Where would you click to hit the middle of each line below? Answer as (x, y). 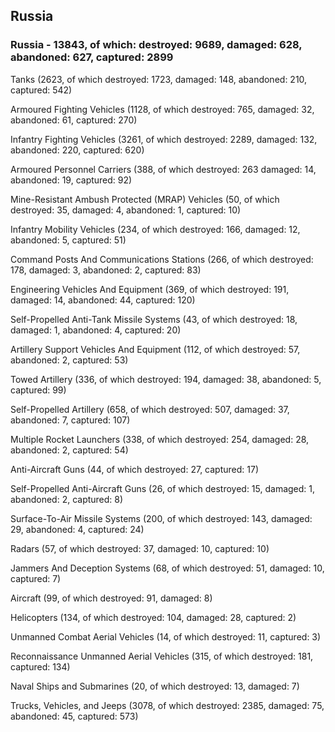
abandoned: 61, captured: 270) (74, 120)
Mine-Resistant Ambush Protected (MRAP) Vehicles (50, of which (145, 199)
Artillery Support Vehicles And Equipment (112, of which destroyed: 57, (155, 349)
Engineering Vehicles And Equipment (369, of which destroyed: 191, (150, 289)
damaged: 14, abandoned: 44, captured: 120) (103, 300)
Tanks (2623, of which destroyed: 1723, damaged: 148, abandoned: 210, (159, 79)
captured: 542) (41, 90)
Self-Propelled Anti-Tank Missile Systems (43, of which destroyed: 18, (154, 319)
